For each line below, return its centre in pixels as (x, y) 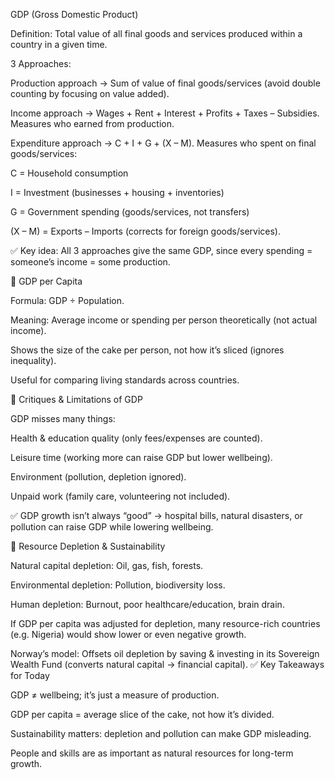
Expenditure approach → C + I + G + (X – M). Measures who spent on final (163, 143)
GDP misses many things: (63, 418)
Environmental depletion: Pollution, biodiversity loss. (118, 585)
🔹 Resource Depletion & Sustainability (88, 546)
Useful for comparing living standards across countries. (125, 380)
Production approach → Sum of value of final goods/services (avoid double (165, 83)
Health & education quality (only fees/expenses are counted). (136, 438)
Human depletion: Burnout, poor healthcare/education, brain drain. (147, 604)
